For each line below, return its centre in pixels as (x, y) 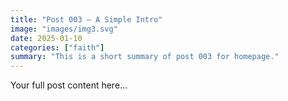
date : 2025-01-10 (46, 38)
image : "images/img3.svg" (64, 29)
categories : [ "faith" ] (57, 47)
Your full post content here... (69, 85)
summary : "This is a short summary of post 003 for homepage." (145, 57)
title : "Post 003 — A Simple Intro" (86, 19)
